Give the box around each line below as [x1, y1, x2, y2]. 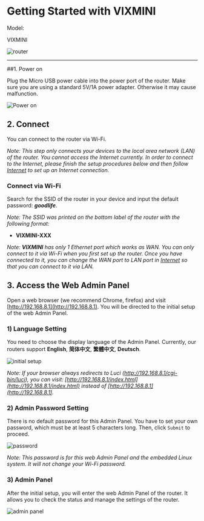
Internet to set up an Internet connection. [7, 166, 110, 173]
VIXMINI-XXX [15, 232, 52, 239]
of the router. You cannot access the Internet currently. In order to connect [7, 153, 193, 161]
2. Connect [7, 119, 50, 130]
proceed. [7, 431, 30, 438]
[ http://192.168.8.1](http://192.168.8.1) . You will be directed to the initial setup [7, 303, 196, 310]
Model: [7, 24, 25, 32]
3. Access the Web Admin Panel [7, 280, 130, 291]
